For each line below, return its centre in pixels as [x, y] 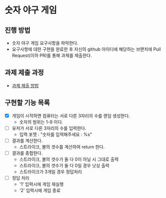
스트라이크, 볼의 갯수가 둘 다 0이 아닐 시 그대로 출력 [69, 159]
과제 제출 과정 [24, 73]
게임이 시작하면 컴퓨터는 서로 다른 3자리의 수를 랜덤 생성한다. [71, 115]
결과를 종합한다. [27, 153]
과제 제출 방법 [25, 86]
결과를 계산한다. [27, 140]
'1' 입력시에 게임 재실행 [41, 184]
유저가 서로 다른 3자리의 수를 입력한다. [49, 128]
